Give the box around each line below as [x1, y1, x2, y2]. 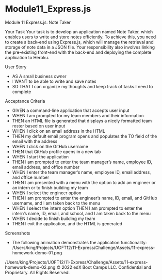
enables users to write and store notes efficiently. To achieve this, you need [5, 34, 156, 40]
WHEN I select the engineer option [12, 190, 81, 196]
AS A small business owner [12, 73, 67, 79]
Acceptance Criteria [5, 98, 45, 104]
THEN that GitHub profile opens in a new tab [12, 149, 101, 155]
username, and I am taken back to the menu [12, 200, 100, 206]
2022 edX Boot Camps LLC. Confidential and [61, 264, 152, 270]
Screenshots [5, 230, 31, 236]
